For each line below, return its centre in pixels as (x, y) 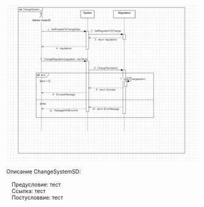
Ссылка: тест (29, 191)
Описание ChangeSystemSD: (44, 172)
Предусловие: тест (36, 184)
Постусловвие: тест (37, 198)
